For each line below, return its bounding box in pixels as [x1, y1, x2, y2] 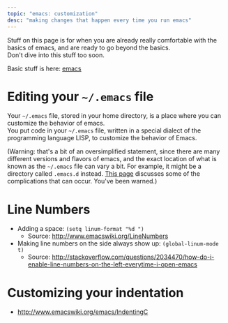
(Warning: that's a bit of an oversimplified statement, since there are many [7, 147, 220, 156]
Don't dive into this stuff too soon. [7, 50, 105, 59]
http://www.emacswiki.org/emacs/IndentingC [17, 308, 149, 316]
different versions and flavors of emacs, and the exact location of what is [7, 155, 218, 163]
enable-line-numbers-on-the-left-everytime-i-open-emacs [27, 260, 197, 269]
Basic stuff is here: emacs [7, 64, 82, 73]
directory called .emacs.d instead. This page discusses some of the [7, 170, 201, 178]
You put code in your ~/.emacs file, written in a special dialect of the [7, 126, 202, 135]
